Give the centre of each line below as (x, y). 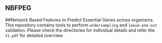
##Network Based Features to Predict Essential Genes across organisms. (80, 20)
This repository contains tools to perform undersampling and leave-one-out (81, 25)
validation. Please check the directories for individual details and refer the (80, 30)
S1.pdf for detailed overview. (34, 35)
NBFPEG (18, 8)
